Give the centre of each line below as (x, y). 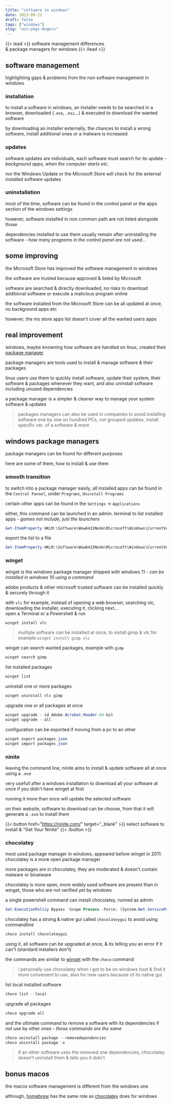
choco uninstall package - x (35, 1042)
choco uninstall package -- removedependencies (56, 1038)
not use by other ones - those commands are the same (63, 1028)
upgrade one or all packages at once (44, 706)
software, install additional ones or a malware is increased (67, 134)
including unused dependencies (39, 389)
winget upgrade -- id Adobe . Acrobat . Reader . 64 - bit (59, 715)
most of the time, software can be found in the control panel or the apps (81, 204)
